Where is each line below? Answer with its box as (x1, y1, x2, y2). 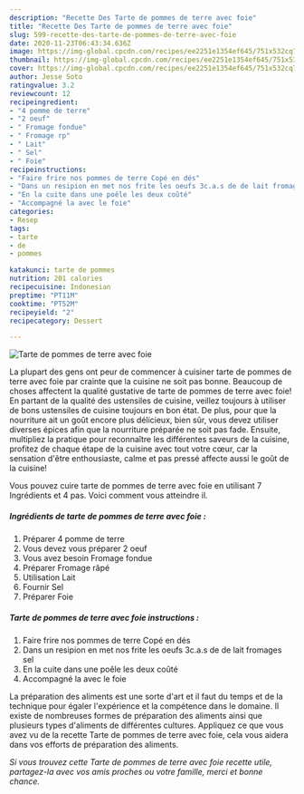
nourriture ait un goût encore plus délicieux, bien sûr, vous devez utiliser (9, 414, 279, 426)
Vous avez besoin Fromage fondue (22, 553, 153, 564)
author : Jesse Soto (9, 73, 83, 82)
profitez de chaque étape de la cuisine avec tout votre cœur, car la (9, 443, 258, 454)
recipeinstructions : (9, 165, 88, 174)
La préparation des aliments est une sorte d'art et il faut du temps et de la (9, 691, 283, 702)
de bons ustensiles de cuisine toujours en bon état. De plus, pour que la (9, 405, 277, 416)
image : (9, 47, 34, 56)
